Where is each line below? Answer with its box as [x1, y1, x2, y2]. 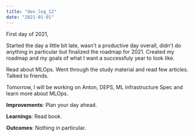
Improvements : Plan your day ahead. [6, 101, 98, 108]
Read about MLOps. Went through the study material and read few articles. [6, 66, 189, 73]
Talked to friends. [6, 72, 49, 79]
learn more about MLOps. [6, 90, 69, 97]
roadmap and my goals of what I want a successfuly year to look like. [6, 54, 175, 61]
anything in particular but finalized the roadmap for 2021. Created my [6, 48, 174, 55]
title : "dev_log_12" [6, 8, 57, 15]
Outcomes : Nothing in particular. [6, 124, 86, 131]
